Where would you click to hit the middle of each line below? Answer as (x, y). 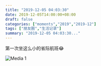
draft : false (19, 19)
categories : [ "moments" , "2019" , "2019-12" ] (51, 24)
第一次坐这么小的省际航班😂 (35, 48)
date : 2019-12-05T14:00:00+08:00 (41, 15)
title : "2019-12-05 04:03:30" (37, 10)
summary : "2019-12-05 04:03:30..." (43, 33)
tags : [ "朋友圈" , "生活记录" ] (33, 29)
